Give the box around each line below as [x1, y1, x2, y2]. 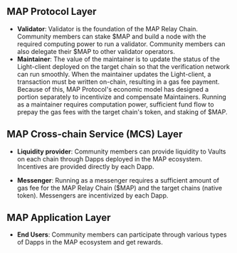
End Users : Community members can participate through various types [16, 230, 227, 239]
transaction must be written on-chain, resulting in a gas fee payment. [16, 77, 220, 86]
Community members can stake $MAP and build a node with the [16, 32, 206, 41]
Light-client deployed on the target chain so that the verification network [16, 62, 231, 70]
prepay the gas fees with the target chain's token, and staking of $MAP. [16, 107, 228, 116]
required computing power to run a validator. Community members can [16, 39, 226, 48]
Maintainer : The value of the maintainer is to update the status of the [16, 55, 220, 63]
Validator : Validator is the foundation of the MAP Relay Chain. [16, 24, 199, 33]
